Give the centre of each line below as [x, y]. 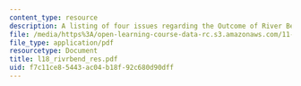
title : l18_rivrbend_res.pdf [64, 59]
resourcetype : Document [54, 51]
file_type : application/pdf [62, 43]
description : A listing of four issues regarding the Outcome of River [146, 26]
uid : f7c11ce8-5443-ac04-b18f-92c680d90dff [92, 68]
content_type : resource [54, 17]
